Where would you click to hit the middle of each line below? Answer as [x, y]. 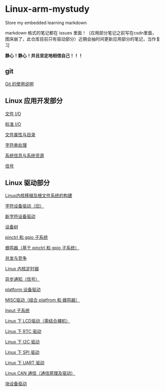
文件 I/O [13, 114]
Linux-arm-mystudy [47, 9]
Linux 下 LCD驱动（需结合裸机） [38, 321]
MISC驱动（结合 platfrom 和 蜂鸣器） [43, 300]
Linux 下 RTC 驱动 [23, 331]
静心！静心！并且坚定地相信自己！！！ [44, 56]
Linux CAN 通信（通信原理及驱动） [40, 373]
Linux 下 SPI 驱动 [22, 352]
